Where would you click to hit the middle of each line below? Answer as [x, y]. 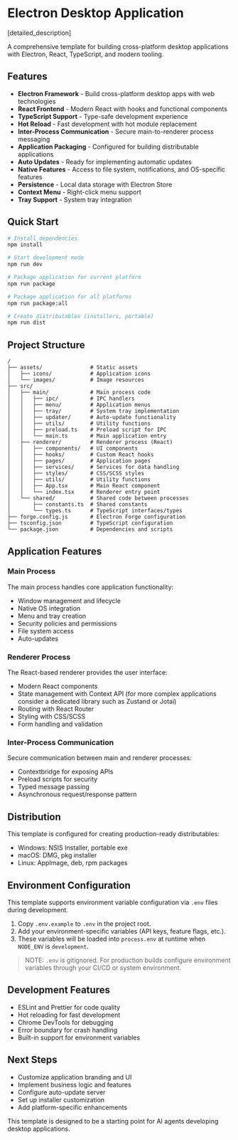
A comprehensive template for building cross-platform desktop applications [118, 46]
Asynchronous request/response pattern [77, 794]
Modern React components [58, 686]
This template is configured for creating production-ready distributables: [114, 834]
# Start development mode [45, 258]
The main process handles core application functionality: [91, 587]
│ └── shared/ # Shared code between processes [98, 498]
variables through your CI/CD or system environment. [103, 968]
